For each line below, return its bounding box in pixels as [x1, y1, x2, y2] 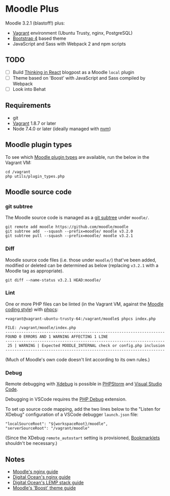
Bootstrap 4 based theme [12, 35, 66, 41]
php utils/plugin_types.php [5, 174, 65, 179]
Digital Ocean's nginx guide [12, 474, 71, 480]
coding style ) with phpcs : [5, 306, 59, 312]
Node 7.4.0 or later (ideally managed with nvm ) [12, 126, 111, 132]
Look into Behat [12, 86, 46, 92]
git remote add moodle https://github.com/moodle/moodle [5, 224, 129, 230]
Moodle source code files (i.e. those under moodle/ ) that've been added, [5, 256, 157, 263]
